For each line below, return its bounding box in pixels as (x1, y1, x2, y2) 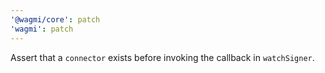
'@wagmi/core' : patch (10, 14, 101, 25)
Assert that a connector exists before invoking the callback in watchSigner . (10, 51, 315, 63)
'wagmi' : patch (10, 24, 74, 34)
